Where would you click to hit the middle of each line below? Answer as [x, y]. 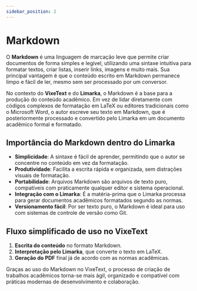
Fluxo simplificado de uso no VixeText [77, 231]
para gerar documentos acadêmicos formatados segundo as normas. [99, 201]
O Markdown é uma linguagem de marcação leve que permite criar [88, 57]
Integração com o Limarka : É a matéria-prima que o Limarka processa [100, 194]
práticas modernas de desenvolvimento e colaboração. [73, 282]
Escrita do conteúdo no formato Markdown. [68, 246]
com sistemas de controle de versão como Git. [71, 213]
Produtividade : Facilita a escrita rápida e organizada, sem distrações [98, 169]
